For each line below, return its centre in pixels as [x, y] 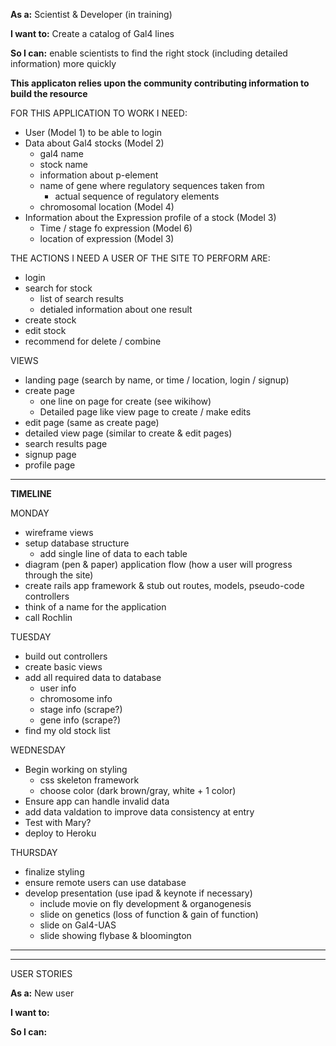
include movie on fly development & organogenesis [145, 903]
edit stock [45, 330]
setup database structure [77, 543]
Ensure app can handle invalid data [97, 801]
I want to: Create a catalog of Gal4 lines [92, 33]
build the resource [49, 93]
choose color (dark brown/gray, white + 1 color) [138, 790]
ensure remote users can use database [105, 882]
